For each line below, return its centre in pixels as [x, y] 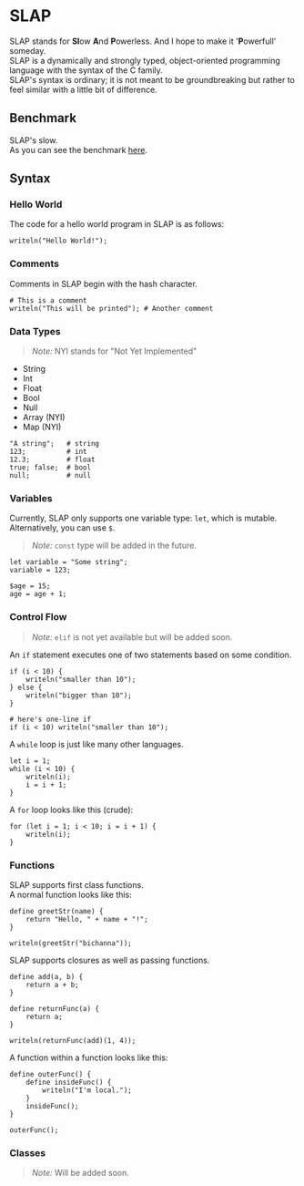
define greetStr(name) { [56, 911]
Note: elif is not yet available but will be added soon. [132, 637]
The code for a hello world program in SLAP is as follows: [117, 224]
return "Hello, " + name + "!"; [87, 919]
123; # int [49, 452]
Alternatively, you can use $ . [62, 528]
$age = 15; [30, 586]
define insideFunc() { [69, 1082]
